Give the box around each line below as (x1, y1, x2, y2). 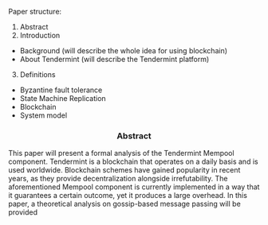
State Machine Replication (19, 94, 106, 103)
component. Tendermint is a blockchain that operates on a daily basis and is (8, 157, 258, 166)
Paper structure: (8, 7, 62, 16)
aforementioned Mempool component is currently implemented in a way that (8, 182, 260, 192)
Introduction (19, 31, 61, 40)
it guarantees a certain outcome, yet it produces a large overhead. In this (8, 191, 247, 200)
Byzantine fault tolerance (19, 85, 103, 95)
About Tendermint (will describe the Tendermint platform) (19, 55, 210, 64)
